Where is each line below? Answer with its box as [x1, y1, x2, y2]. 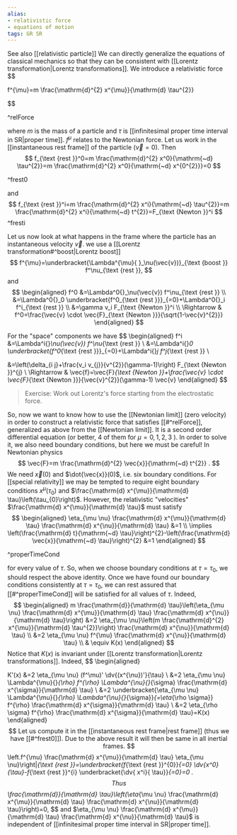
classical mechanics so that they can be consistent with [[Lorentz [7, 57, 198, 66]
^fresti [7, 218, 26, 227]
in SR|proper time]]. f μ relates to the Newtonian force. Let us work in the [7, 134, 217, 144]
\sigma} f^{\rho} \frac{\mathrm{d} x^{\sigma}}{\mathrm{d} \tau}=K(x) [7, 708, 210, 716]
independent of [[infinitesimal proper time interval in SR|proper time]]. [7, 819, 211, 828]
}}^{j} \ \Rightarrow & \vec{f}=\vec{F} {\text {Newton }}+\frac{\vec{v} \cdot [7, 368, 224, 376]
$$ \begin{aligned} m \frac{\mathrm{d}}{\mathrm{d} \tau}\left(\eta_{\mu [13, 600, 224, 609]
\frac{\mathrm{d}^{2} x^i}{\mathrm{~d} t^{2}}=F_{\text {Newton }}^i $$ [15, 207, 223, 216]
